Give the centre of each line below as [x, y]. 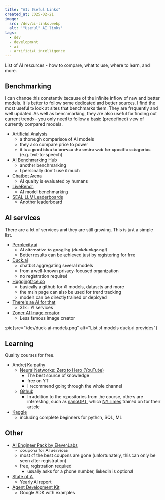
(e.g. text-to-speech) [41, 155]
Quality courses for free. [30, 355]
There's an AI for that [34, 302]
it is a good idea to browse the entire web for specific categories [85, 150]
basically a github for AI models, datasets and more [72, 287]
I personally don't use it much [50, 171]
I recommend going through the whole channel [74, 386]
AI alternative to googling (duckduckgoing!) [64, 250]
